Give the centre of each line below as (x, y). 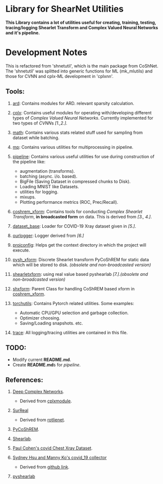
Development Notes (47, 53)
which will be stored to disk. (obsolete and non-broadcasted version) (82, 265)
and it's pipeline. (23, 33)
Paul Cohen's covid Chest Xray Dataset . (52, 448)
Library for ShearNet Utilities (65, 9)
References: (24, 380)
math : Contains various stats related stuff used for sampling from (78, 132)
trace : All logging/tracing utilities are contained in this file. (70, 332)
